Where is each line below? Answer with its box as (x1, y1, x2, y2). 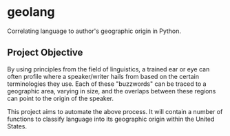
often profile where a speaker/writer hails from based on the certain (7, 72, 200, 80)
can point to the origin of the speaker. (7, 94, 114, 102)
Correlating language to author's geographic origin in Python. (7, 27, 181, 35)
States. (7, 122, 28, 131)
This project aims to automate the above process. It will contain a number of (7, 107, 223, 115)
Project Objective (7, 47, 83, 58)
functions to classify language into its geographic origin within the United (7, 115, 215, 123)
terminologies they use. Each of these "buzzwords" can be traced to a (7, 80, 207, 88)
